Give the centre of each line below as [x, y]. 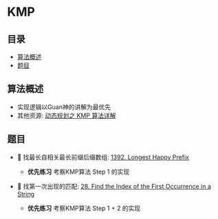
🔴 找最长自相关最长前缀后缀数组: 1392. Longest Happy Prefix [103, 157]
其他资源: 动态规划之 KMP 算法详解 [66, 115]
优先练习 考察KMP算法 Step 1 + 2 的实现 [84, 208]
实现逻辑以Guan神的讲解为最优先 [64, 106]
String [26, 194]
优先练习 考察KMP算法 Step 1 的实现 [78, 172]
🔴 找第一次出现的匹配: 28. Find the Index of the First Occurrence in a [114, 186]
